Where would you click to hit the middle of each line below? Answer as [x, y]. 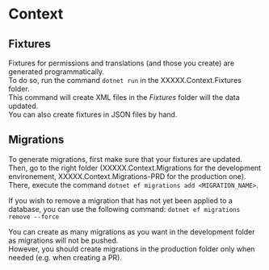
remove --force [34, 217]
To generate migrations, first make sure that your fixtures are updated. [125, 159]
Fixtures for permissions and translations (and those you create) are [122, 63]
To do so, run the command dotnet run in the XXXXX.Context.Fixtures [125, 80]
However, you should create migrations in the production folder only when [132, 249]
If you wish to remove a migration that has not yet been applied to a [120, 200]
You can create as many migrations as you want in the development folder [132, 231]
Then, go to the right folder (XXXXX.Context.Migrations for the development [134, 168]
